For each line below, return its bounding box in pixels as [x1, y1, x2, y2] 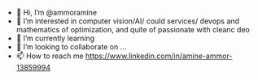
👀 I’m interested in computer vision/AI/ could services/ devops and [15, 16, 240, 26]
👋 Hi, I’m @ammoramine [15, 8, 98, 17]
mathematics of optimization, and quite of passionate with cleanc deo [15, 25, 250, 34]
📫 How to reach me [15, 51, 84, 61]
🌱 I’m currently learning [15, 33, 95, 43]
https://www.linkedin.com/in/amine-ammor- [85, 51, 233, 61]
